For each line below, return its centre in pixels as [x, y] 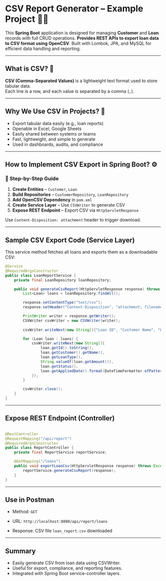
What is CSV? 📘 [30, 69]
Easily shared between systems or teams [54, 134]
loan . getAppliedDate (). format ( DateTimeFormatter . [92, 371]
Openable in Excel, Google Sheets [47, 129]
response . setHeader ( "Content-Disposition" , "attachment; [83, 307]
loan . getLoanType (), [62, 357]
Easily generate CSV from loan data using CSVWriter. [66, 563]
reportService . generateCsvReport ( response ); [69, 470]
